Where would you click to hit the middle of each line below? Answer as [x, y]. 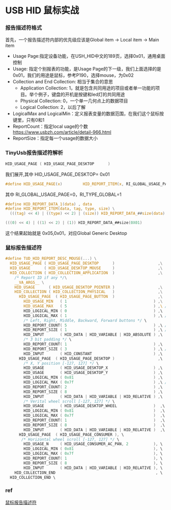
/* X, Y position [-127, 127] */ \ [61, 363]
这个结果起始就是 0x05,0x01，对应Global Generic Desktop [66, 233]
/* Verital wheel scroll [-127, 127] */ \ [69, 401]
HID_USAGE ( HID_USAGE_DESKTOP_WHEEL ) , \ [94, 406]
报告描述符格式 [24, 28]
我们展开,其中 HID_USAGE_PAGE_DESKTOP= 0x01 [58, 174]
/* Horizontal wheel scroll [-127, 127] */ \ [70, 439]
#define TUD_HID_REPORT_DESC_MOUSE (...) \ [51, 259]
